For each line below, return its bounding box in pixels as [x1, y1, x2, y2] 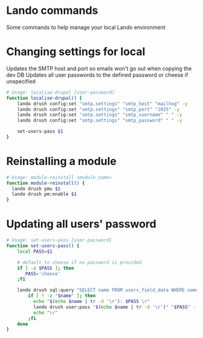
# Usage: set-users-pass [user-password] [6, 237, 112, 244]
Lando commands [6, 4, 98, 18]
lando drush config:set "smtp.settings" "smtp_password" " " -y [17, 117, 182, 124]
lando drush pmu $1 [11, 186, 61, 192]
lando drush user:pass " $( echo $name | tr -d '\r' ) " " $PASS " [33, 304, 191, 310]
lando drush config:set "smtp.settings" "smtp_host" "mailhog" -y [17, 100, 188, 106]
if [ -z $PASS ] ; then [17, 265, 74, 271]
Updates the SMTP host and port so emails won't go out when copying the [6, 65, 192, 72]
